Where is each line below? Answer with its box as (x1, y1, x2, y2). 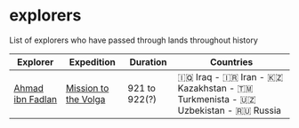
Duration (129, 55, 167, 68)
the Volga (65, 92, 106, 105)
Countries (209, 55, 254, 68)
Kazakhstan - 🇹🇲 (177, 82, 254, 94)
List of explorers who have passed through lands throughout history (9, 35, 258, 45)
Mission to (65, 82, 109, 94)
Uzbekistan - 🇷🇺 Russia (177, 104, 282, 116)
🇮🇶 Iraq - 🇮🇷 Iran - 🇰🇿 (177, 70, 284, 83)
